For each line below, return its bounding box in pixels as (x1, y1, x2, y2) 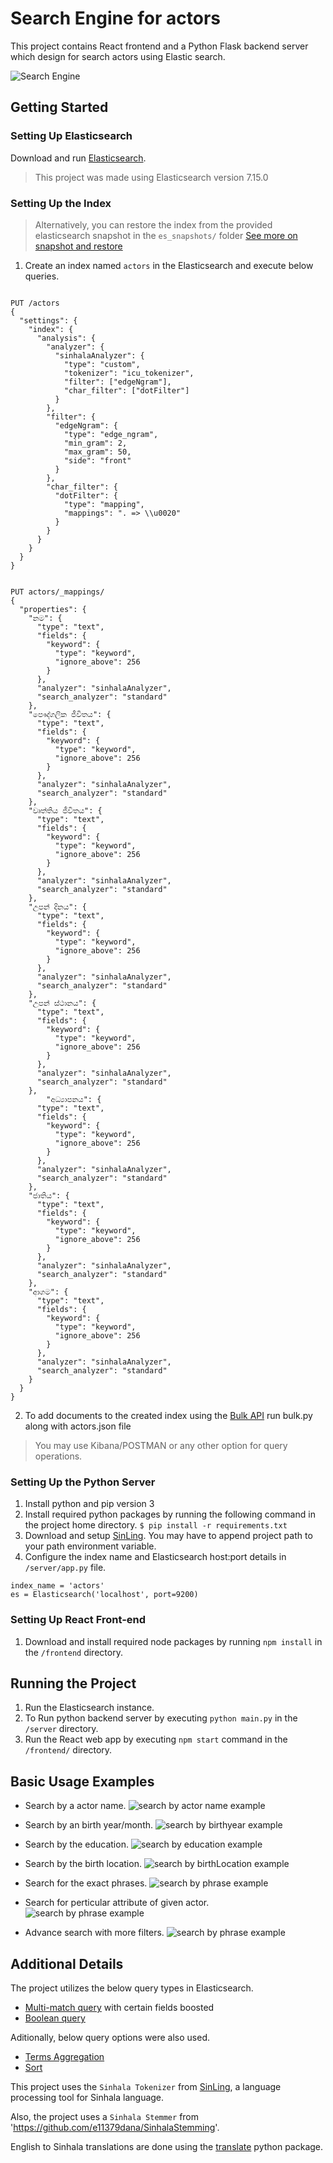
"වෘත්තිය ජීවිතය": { (28, 805, 103, 816)
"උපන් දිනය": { (28, 902, 87, 912)
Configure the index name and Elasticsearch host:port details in (24, 1551, 287, 1563)
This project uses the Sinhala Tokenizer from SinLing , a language (10, 2080, 282, 2092)
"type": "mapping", (63, 499, 145, 509)
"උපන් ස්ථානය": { (28, 998, 97, 1008)
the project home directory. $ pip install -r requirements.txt (24, 1519, 288, 1531)
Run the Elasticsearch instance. (24, 1702, 155, 1714)
